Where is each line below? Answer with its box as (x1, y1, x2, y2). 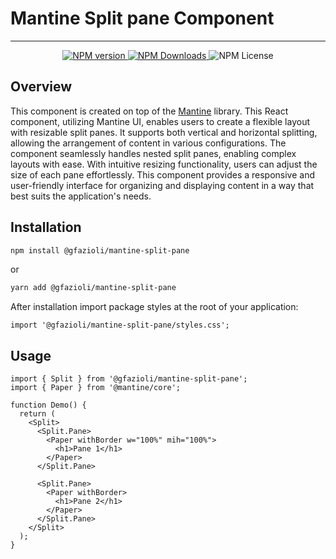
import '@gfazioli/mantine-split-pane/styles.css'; (10, 320, 230, 331)
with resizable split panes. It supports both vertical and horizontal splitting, (10, 126, 318, 138)
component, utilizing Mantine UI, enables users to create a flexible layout (10, 115, 310, 127)
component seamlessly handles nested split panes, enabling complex (10, 147, 297, 159)
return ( (19, 409, 56, 419)
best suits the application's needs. (10, 190, 152, 202)
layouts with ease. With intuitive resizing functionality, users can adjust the (10, 158, 318, 170)
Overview (10, 78, 73, 96)
